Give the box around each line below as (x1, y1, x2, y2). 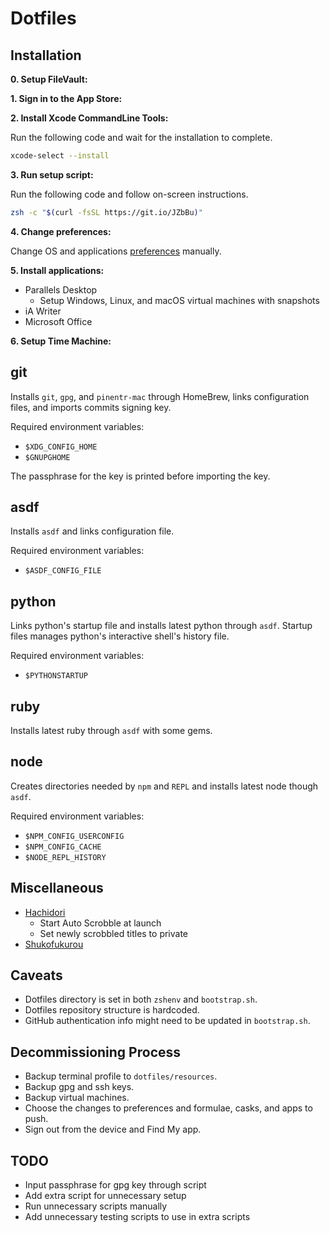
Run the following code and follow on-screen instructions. (10, 188, 249, 200)
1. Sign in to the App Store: (10, 93, 123, 104)
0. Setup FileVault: (10, 73, 88, 85)
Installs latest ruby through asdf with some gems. (10, 725, 213, 736)
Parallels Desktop (24, 283, 98, 296)
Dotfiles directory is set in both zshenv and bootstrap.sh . (24, 993, 258, 1006)
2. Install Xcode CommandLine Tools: (10, 112, 169, 124)
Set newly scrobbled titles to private (39, 927, 189, 939)
